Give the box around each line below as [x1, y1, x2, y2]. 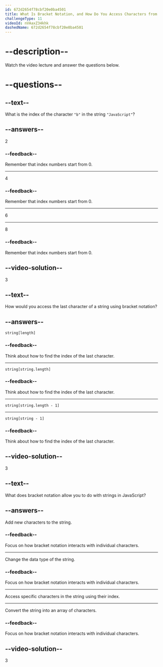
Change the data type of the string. [5, 556, 75, 562]
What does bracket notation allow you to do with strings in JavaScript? [5, 492, 147, 498]
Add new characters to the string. [5, 519, 72, 525]
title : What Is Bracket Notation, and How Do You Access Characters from [5, 12, 158, 17]
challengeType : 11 [5, 16, 42, 21]
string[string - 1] [5, 416, 45, 421]
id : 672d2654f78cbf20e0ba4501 [5, 7, 66, 12]
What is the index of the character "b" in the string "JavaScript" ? [5, 111, 135, 117]
